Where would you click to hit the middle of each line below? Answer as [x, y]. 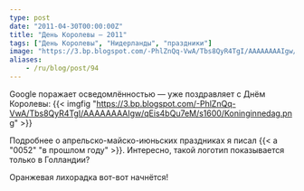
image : [22, 52]
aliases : [26, 60]
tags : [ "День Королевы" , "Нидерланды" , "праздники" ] [111, 43]
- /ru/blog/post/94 [62, 69]
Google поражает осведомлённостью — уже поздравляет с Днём [138, 94]
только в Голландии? [50, 159]
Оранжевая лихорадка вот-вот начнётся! [89, 177]
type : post [30, 18]
